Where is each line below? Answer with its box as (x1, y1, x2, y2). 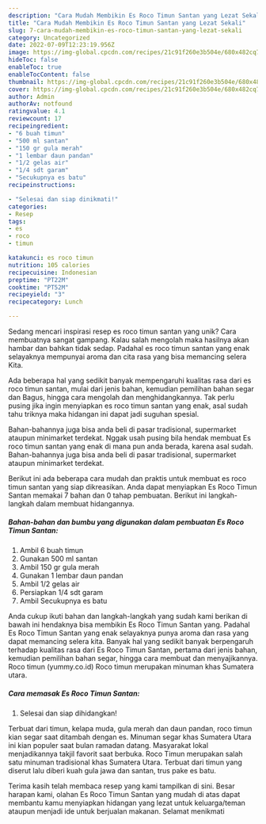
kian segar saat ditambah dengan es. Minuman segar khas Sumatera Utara (8, 732, 252, 742)
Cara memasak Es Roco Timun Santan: (8, 689, 140, 698)
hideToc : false (8, 56, 59, 64)
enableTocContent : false (8, 71, 90, 78)
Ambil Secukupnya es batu (19, 596, 108, 605)
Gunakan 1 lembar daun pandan (19, 570, 124, 580)
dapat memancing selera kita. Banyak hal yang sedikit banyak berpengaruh (8, 636, 254, 646)
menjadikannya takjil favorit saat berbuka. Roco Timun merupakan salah (8, 749, 243, 758)
